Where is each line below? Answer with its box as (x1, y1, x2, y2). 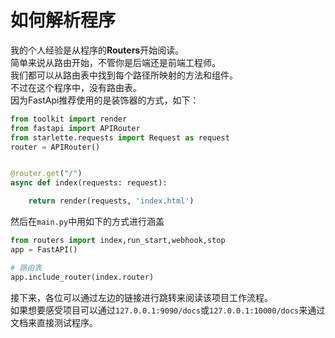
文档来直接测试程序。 (10, 316, 98, 328)
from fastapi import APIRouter (10, 123, 141, 133)
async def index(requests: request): (10, 178, 168, 188)
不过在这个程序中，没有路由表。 (10, 81, 142, 93)
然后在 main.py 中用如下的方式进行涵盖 (10, 216, 165, 228)
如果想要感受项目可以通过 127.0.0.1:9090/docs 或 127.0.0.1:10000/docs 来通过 (10, 304, 326, 316)
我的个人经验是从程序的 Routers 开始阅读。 (10, 44, 185, 56)
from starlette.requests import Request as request (10, 132, 230, 143)
